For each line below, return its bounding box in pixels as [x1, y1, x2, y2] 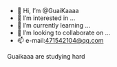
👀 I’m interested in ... [17, 14, 76, 22]
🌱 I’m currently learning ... [17, 21, 91, 29]
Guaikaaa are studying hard [7, 52, 85, 60]
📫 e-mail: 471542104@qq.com [17, 37, 104, 44]
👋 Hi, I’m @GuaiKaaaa [17, 7, 79, 15]
